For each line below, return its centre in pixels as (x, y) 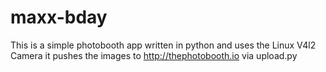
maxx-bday (59, 17)
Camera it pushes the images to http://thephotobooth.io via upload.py (154, 55)
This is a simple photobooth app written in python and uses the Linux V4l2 (163, 45)
